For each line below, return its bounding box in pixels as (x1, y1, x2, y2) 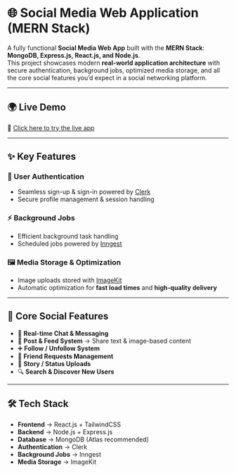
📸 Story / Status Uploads (17, 359, 91, 367)
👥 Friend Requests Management (17, 352, 114, 360)
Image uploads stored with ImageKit (17, 276, 122, 284)
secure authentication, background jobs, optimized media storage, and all (7, 65, 221, 75)
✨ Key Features (7, 151, 76, 163)
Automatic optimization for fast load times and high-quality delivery (17, 284, 218, 292)
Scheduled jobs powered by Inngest (17, 239, 122, 248)
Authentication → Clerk (17, 442, 88, 451)
